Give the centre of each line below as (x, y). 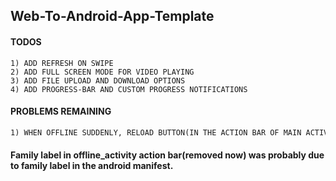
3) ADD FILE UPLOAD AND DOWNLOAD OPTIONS (98, 80)
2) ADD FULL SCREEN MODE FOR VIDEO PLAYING (102, 72)
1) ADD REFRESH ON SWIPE (62, 63)
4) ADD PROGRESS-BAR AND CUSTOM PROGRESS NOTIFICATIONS (129, 89)
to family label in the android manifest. (92, 166)
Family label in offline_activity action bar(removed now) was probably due (167, 155)
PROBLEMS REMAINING (61, 111)
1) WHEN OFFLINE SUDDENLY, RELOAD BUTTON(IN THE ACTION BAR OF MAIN (156, 132)
